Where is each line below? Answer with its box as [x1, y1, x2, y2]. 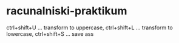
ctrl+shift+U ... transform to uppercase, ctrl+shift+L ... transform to [6, 24, 173, 31]
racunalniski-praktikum [6, 4, 127, 18]
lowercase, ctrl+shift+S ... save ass [6, 30, 94, 37]
